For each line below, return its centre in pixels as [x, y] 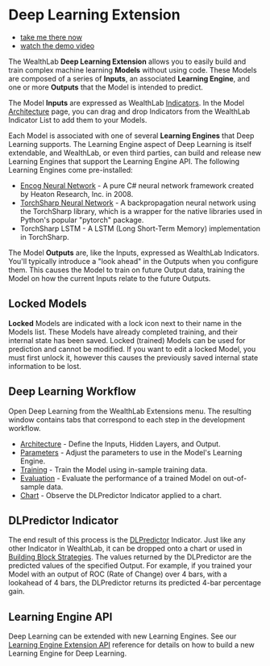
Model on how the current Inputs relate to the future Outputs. [110, 278]
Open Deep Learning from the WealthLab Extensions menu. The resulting [130, 411]
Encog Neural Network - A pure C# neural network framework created [137, 185]
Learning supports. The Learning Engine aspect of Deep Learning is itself [130, 144]
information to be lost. [45, 366]
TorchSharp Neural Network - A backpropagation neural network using [138, 203]
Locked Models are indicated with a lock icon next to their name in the [125, 323]
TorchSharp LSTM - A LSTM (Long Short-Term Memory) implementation [140, 228]
